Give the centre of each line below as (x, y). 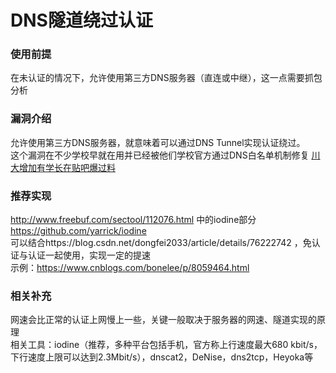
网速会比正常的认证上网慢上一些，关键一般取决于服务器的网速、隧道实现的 (163, 320)
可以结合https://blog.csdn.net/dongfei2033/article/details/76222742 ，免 (161, 243)
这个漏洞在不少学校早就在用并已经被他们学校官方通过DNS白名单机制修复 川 (165, 155)
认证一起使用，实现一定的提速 (89, 255)
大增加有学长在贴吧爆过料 (63, 167)
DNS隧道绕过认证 (81, 20)
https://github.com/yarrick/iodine (78, 231)
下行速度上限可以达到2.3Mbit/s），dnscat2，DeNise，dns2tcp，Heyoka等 (162, 357)
